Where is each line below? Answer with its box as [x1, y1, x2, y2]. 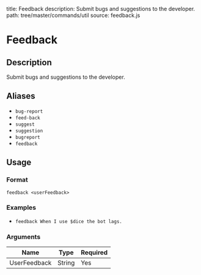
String [57, 259, 75, 267]
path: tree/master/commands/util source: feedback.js [6, 12, 141, 19]
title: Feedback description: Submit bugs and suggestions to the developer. [6, 5, 196, 12]
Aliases [6, 91, 35, 101]
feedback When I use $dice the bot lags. [15, 218, 122, 224]
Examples [6, 204, 37, 212]
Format [6, 176, 29, 184]
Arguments [6, 232, 41, 241]
